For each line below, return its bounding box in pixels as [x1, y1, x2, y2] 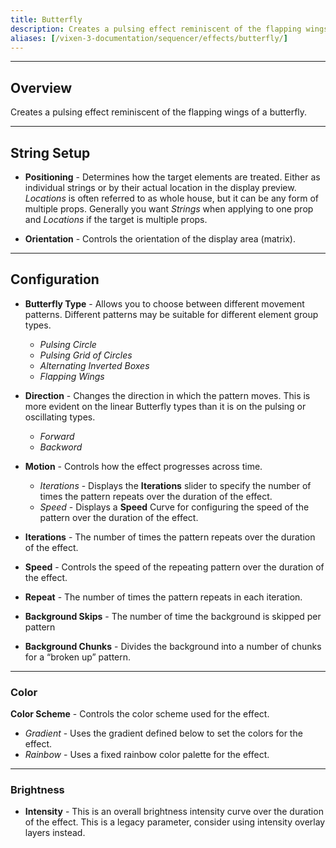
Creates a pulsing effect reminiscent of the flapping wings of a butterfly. [10, 106, 308, 118]
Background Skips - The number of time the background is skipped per [24, 610, 322, 622]
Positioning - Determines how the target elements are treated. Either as [24, 171, 321, 183]
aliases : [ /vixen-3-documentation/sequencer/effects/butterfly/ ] [10, 33, 288, 43]
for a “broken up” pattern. [24, 651, 132, 663]
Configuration [10, 271, 100, 288]
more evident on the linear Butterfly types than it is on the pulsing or [24, 400, 307, 412]
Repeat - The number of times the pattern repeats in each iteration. [24, 591, 303, 603]
